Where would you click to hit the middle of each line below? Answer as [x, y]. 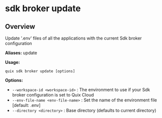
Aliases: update [21, 53]
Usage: [13, 62]
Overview [20, 27]
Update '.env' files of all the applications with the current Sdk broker [73, 38]
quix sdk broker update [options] [40, 71]
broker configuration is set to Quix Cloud [53, 95]
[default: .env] [26, 105]
